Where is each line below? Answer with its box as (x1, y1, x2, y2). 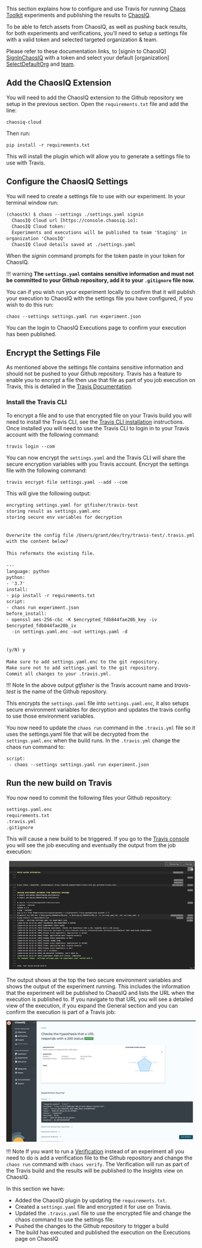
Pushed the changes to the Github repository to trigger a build (14, 1223, 169, 1230)
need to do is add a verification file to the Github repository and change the (6, 1154, 193, 1162)
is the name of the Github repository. (17, 688, 108, 695)
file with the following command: (6, 466, 87, 474)
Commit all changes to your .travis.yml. (6, 671, 112, 677)
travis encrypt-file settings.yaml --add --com (6, 479, 128, 485)
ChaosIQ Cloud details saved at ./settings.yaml (11, 241, 136, 248)
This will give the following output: (6, 489, 91, 497)
